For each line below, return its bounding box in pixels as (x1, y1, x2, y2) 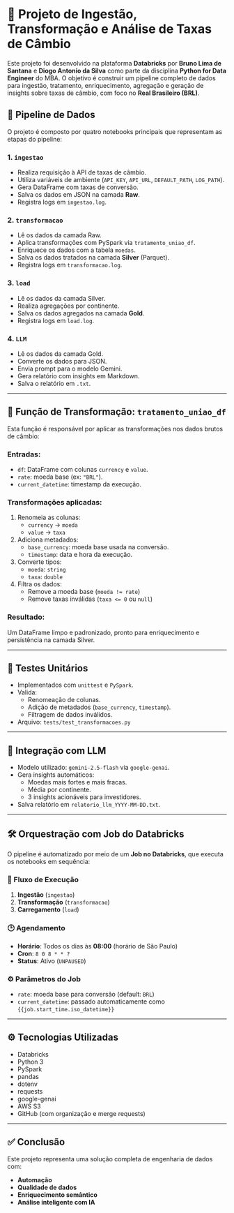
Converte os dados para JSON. (17, 357, 107, 365)
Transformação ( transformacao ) (17, 898, 110, 907)
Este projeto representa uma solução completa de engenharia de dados (7, 1154, 213, 1163)
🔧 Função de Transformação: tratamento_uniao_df (7, 406, 226, 418)
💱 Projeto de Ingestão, (7, 6, 137, 22)
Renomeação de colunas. (27, 696, 101, 704)
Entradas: (7, 449, 41, 459)
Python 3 (17, 1057, 44, 1066)
